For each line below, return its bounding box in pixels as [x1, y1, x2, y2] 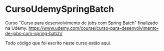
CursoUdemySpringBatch [5, 3, 114, 15]
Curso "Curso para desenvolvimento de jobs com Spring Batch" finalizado [5, 20, 158, 26]
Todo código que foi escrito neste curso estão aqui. [5, 40, 111, 46]
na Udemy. [5, 25, 27, 31]
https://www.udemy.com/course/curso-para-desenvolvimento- [28, 25, 159, 31]
